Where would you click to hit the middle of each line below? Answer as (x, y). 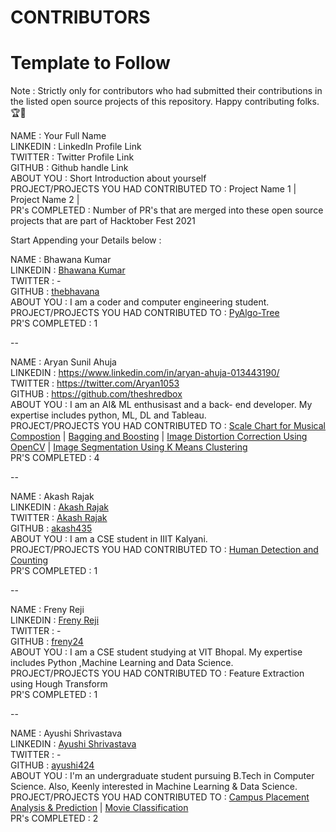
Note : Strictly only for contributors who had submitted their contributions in (166, 91)
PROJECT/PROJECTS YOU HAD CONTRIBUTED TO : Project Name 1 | (153, 189)
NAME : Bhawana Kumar (61, 260)
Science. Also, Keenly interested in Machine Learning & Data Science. (154, 787)
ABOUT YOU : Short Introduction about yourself (108, 178)
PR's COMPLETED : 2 (54, 818)
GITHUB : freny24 (47, 642)
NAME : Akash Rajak (52, 497)
